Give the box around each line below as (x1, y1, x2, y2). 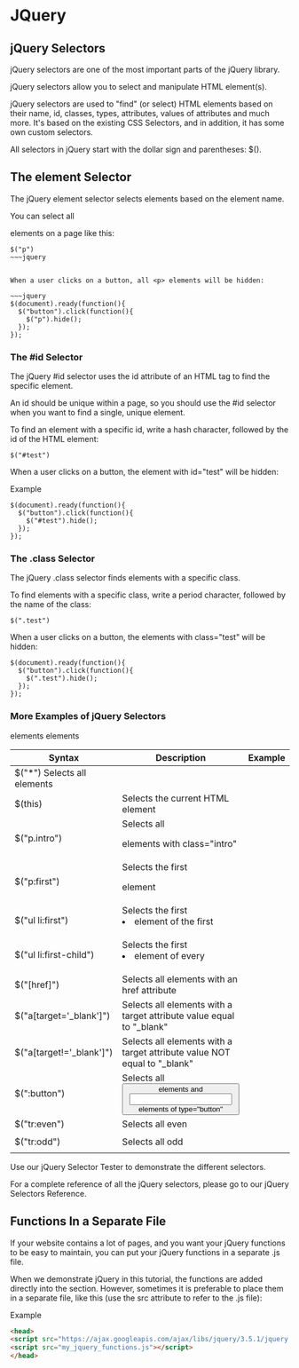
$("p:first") (14, 875, 60, 888)
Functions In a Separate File (10, 1214, 167, 1230)
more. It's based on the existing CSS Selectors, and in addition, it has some (10, 117, 285, 128)
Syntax (48, 751, 80, 763)
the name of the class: (10, 599, 91, 610)
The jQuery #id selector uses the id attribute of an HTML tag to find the (10, 371, 271, 382)
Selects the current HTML (122, 792, 230, 804)
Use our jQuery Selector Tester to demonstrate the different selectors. (10, 1161, 266, 1172)
